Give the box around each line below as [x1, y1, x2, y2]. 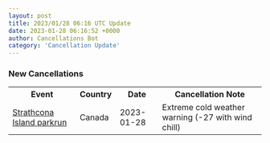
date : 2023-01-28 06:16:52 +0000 [8, 27, 121, 35]
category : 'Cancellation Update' [8, 42, 121, 50]
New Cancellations [8, 68, 84, 80]
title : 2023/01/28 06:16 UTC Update [8, 19, 131, 27]
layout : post [8, 11, 52, 20]
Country [79, 89, 112, 100]
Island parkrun [12, 117, 67, 129]
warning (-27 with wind [162, 112, 253, 123]
